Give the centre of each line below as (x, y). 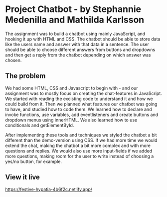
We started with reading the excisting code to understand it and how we (79, 98)
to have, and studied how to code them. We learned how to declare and (79, 109)
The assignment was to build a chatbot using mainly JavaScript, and (75, 33)
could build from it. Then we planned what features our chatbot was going (81, 104)
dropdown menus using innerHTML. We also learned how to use (71, 120)
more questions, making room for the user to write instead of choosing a (80, 156)
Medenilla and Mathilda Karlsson (75, 20)
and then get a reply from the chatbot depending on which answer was (78, 55)
